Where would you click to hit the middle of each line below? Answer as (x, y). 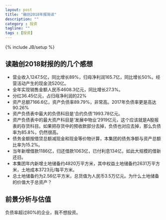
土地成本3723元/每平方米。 (49, 170)
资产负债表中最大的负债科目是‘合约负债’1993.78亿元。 (68, 113)
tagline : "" (17, 28)
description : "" (22, 19)
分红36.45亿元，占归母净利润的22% (49, 96)
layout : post (19, 10)
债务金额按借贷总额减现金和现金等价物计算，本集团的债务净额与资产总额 (86, 138)
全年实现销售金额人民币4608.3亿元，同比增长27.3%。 (68, 89)
